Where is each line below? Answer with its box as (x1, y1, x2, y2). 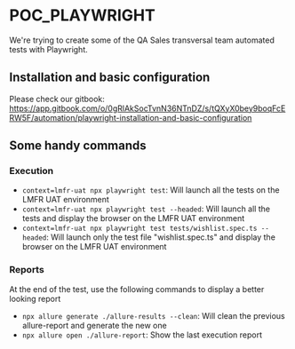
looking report (9, 293, 61, 304)
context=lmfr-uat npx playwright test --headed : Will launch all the (21, 203, 271, 214)
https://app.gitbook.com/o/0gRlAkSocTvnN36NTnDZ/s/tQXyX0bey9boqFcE (9, 103, 286, 114)
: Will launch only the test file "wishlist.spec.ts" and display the (45, 232, 275, 242)
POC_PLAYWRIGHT (9, 5, 155, 26)
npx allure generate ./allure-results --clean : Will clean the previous (21, 310, 286, 321)
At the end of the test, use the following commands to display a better (9, 283, 265, 294)
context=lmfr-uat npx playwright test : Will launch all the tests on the (21, 185, 280, 195)
